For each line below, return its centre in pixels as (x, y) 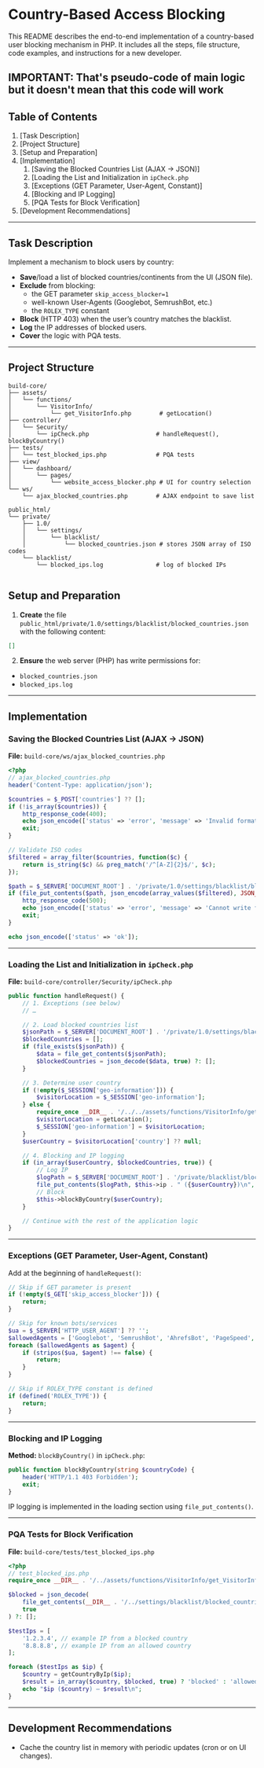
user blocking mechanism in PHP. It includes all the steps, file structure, (124, 44)
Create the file (43, 614)
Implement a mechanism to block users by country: (91, 262)
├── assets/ (27, 392)
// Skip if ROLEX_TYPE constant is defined (81, 1389)
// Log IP (52, 1170)
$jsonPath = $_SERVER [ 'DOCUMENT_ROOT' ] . (91, 1032)
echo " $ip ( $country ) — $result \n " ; (82, 1689)
